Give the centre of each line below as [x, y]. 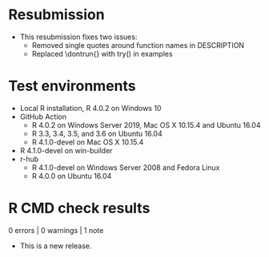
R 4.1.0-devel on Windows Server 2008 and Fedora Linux [126, 167]
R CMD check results [79, 208]
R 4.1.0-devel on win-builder [66, 150]
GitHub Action [43, 117]
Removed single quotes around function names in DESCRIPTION [138, 45]
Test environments [72, 86]
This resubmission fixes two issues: [78, 37]
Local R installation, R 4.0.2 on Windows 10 [90, 108]
